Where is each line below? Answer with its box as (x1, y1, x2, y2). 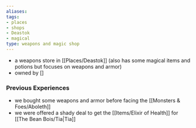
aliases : (6, 8, 27, 15)
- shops (6, 24, 25, 31)
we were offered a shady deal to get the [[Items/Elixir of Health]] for (14, 109, 178, 116)
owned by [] (14, 69, 44, 76)
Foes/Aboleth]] (14, 103, 51, 111)
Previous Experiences (6, 84, 70, 92)
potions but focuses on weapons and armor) (14, 63, 122, 70)
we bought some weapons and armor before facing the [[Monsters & (14, 97, 180, 104)
